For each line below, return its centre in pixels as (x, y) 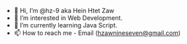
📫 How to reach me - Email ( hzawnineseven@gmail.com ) (97, 33)
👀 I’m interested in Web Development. (68, 18)
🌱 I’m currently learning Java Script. (65, 25)
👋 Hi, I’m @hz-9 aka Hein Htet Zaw (64, 11)
